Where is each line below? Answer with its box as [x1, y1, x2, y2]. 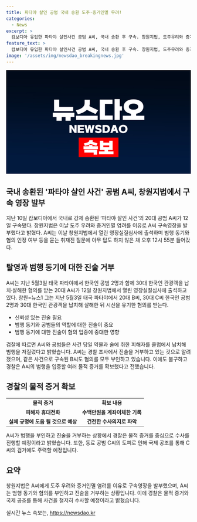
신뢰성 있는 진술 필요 [14, 314, 62, 321]
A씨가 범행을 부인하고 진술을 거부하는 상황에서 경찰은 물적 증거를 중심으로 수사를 [6, 432, 189, 439]
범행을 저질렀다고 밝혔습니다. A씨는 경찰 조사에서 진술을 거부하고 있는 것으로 [6, 348, 181, 355]
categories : [6, 15, 35, 22]
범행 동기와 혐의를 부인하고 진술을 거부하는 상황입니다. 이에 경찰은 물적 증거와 [12, 490, 189, 497]
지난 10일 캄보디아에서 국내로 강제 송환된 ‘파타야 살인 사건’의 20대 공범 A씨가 [6, 215, 182, 222]
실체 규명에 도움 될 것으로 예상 [8, 418, 77, 425]
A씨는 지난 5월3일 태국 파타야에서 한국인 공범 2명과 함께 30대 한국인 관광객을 [6, 279, 184, 286]
